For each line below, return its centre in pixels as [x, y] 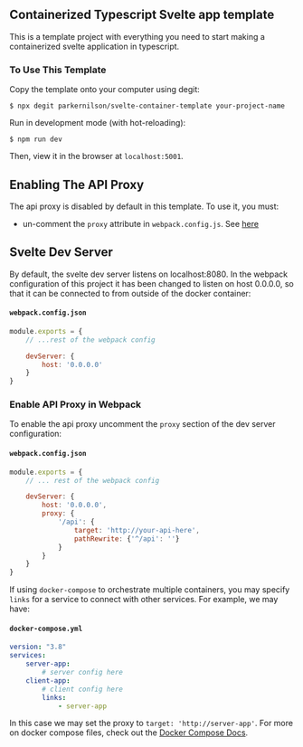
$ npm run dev [36, 139]
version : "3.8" [38, 647]
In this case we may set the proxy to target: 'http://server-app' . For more [151, 723]
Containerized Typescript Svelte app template [142, 15]
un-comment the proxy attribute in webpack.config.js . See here [141, 223]
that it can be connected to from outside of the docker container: [130, 293]
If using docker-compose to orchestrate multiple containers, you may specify [150, 590]
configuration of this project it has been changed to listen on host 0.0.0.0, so [151, 283]
